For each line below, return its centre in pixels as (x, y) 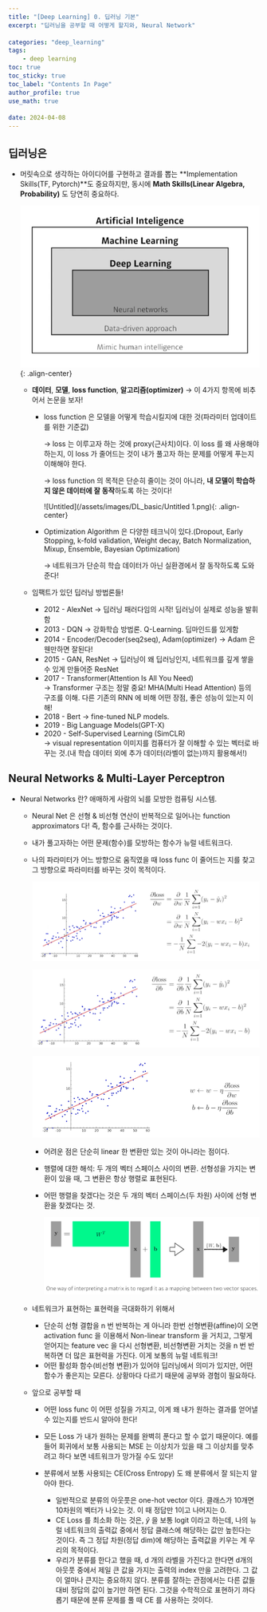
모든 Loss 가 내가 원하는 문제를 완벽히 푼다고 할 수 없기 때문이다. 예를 (151, 1436)
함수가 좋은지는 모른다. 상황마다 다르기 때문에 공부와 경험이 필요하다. (150, 1375)
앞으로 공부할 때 (56, 1392)
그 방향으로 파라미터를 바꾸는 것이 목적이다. (99, 869)
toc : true (25, 68)
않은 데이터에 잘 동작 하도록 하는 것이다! (112, 490)
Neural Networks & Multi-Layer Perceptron (117, 778)
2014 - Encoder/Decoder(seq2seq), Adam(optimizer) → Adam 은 (149, 639)
